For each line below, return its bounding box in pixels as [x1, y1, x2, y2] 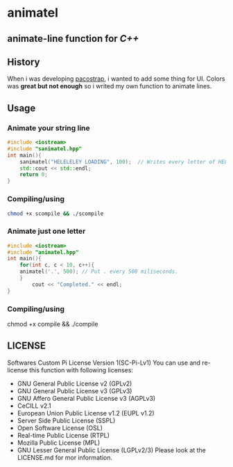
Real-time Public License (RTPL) [17, 431, 110, 439]
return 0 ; [19, 171, 49, 178]
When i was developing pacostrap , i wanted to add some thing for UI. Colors [7, 74, 225, 83]
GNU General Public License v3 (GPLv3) [17, 386, 132, 395]
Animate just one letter [7, 226, 86, 236]
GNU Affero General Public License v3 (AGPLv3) [17, 394, 156, 402]
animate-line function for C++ [7, 33, 139, 45]
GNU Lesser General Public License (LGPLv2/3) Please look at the [17, 445, 206, 454]
